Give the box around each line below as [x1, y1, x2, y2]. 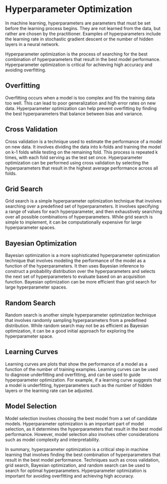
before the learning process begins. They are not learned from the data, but [5, 25, 161, 31]
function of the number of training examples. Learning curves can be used [5, 366, 158, 372]
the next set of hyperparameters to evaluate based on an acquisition [5, 273, 146, 279]
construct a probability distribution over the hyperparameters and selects [5, 268, 156, 274]
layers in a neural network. [5, 41, 60, 47]
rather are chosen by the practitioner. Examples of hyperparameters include [5, 30, 161, 36]
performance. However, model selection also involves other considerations [5, 431, 159, 437]
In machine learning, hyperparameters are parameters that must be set [5, 20, 151, 26]
